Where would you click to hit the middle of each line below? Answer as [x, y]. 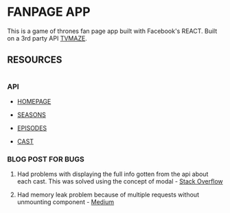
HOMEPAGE [34, 101]
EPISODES [32, 128]
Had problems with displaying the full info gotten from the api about [113, 174]
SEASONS [32, 115]
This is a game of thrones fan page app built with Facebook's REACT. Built [112, 31]
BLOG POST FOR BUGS [46, 159]
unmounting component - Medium [66, 202]
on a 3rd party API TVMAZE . [47, 38]
